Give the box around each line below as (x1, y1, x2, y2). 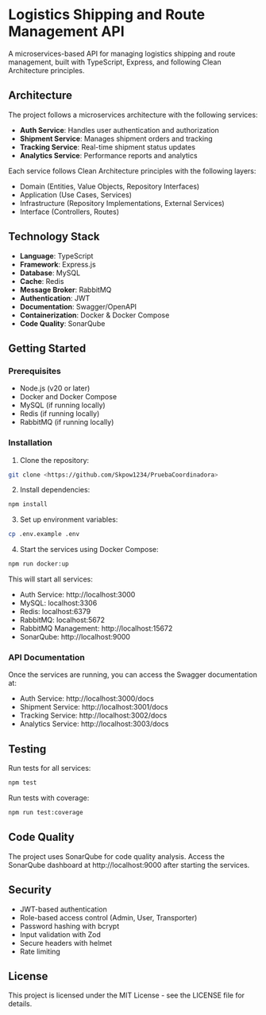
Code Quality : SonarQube (19, 318, 106, 328)
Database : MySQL (19, 268, 81, 278)
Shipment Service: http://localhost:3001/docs (19, 702, 168, 712)
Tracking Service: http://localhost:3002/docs (19, 710, 168, 721)
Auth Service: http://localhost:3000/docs (19, 694, 155, 703)
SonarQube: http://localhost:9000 (19, 632, 131, 642)
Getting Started (8, 341, 87, 355)
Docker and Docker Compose (19, 392, 118, 402)
